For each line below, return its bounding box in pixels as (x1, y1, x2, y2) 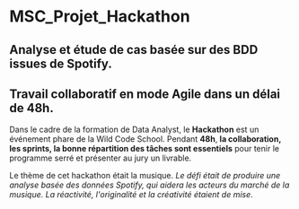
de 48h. (9, 100, 54, 116)
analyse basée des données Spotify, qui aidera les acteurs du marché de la (9, 179, 290, 190)
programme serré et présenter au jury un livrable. (9, 152, 192, 163)
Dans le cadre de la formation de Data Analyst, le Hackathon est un (9, 124, 259, 135)
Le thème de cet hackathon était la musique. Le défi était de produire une (9, 170, 281, 181)
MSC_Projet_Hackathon (9, 6, 190, 27)
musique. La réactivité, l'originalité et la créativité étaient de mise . (9, 189, 253, 200)
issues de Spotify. (9, 56, 112, 71)
